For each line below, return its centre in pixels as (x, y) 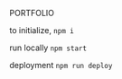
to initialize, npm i (42, 30)
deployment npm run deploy (61, 65)
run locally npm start (48, 48)
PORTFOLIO (32, 13)
